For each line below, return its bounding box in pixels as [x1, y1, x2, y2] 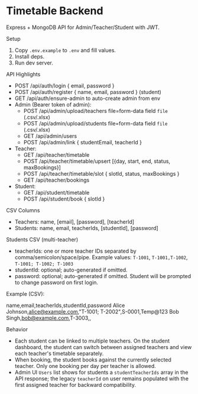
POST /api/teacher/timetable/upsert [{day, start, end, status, [23, 157, 170, 164]
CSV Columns [6, 206, 40, 214]
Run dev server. [14, 59, 53, 66]
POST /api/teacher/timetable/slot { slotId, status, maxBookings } [23, 170, 180, 177]
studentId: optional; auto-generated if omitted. [14, 266, 128, 273]
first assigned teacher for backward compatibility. [14, 381, 136, 388]
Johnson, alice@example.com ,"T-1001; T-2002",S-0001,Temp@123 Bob [6, 308, 179, 315]
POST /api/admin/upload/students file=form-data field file [23, 120, 168, 127]
